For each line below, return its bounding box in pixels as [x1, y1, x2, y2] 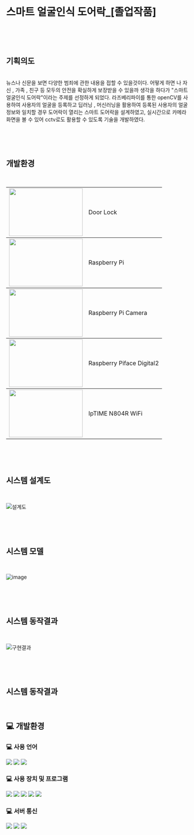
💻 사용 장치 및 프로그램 [6, 775, 68, 783]
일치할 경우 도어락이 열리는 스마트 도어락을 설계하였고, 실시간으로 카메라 [21, 108, 187, 115]
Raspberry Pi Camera [88, 308, 148, 317]
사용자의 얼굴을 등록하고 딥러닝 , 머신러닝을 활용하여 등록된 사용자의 [21, 101, 178, 108]
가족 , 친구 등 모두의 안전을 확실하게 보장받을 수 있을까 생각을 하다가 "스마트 [15, 86, 188, 93]
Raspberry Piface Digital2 [88, 359, 159, 367]
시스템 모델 [6, 546, 44, 556]
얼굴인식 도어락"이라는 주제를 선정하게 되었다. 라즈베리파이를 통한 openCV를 [6, 93, 182, 100]
